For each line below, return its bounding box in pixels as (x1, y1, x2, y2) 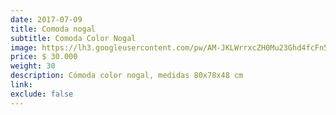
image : (10, 42, 38, 53)
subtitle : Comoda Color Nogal (10, 33, 137, 43)
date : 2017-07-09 (10, 14, 83, 25)
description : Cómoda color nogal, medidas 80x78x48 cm (10, 71, 244, 81)
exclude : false (10, 89, 74, 99)
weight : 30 (10, 61, 56, 71)
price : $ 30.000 (10, 52, 78, 62)
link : (10, 80, 33, 90)
